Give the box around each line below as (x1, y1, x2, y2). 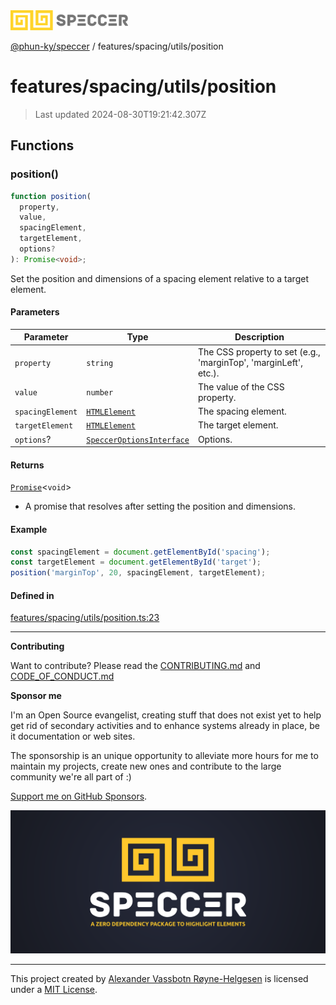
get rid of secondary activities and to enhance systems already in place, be (10, 720, 320, 732)
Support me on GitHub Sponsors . (10, 790, 148, 803)
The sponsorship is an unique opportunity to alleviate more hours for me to (10, 750, 319, 762)
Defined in (10, 589, 55, 601)
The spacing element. (197, 405, 287, 418)
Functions (10, 137, 75, 154)
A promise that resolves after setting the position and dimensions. (24, 500, 297, 513)
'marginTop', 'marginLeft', (197, 356, 303, 368)
